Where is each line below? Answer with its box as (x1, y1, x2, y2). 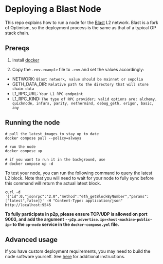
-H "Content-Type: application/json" (46, 198, 123, 203)
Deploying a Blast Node (5, 3, 101, 15)
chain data (12, 86, 35, 91)
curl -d (5, 189, 21, 195)
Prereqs (5, 44, 30, 52)
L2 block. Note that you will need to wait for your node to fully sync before (5, 175, 154, 181)
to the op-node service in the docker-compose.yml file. (12, 221, 119, 227)
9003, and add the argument (5, 216, 64, 222)
